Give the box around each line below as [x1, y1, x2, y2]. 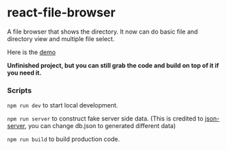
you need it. [7, 68, 42, 77]
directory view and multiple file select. [7, 34, 115, 42]
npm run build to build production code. [7, 135, 120, 143]
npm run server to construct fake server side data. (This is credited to [7, 114, 204, 123]
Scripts [7, 86, 32, 95]
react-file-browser [7, 5, 116, 21]
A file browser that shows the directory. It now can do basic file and [7, 27, 198, 36]
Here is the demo [7, 48, 56, 56]
